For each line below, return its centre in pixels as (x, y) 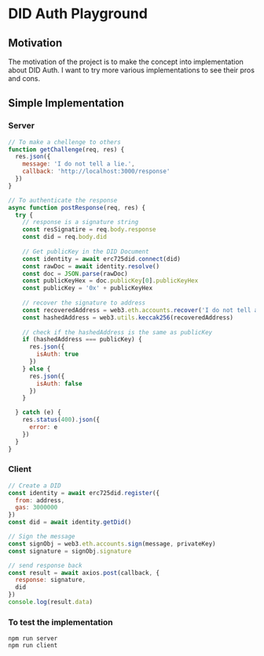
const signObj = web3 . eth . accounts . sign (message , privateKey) (112, 544)
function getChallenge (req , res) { (66, 149)
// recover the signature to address (84, 303)
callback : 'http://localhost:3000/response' (96, 171)
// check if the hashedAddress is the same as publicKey (117, 332)
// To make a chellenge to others (65, 142)
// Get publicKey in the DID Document (86, 252)
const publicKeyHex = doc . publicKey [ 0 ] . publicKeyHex (110, 281)
